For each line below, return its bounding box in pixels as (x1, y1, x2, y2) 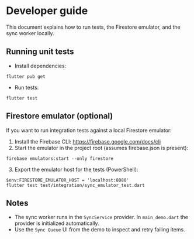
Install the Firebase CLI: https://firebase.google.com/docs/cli (14, 138, 161, 145)
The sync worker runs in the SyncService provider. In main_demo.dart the (14, 214, 189, 221)
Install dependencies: (14, 62, 67, 69)
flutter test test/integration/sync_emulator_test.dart (6, 182, 145, 188)
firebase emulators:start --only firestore (6, 155, 114, 162)
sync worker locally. (6, 29, 54, 36)
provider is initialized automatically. (14, 220, 99, 227)
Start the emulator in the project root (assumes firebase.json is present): (14, 144, 189, 151)
